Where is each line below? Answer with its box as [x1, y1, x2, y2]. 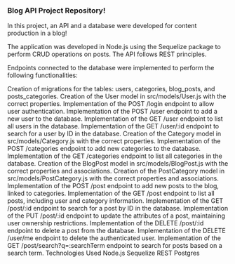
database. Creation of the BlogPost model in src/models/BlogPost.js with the [7, 159, 229, 168]
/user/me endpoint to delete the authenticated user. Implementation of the [7, 234, 221, 242]
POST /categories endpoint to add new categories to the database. [7, 145, 201, 153]
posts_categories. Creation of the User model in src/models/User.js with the [7, 92, 227, 100]
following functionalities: [7, 71, 79, 79]
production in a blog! [7, 29, 67, 37]
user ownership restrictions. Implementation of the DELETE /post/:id [7, 219, 204, 227]
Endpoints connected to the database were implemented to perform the [7, 64, 215, 72]
